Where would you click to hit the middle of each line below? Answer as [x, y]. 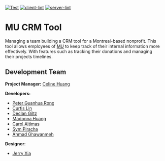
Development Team [36, 72]
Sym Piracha [25, 129]
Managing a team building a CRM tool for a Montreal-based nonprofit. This [81, 41]
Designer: [16, 144]
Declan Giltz [25, 113]
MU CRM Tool [33, 27]
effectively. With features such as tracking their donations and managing [79, 51]
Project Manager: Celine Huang [38, 84]
